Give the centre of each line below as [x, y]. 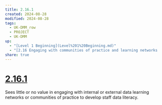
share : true [17, 55]
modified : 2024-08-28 [27, 18]
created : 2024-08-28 [26, 14]
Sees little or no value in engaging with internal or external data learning [77, 92]
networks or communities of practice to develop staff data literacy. [72, 97]
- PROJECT [19, 32]
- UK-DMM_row [23, 28]
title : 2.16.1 [19, 9]
